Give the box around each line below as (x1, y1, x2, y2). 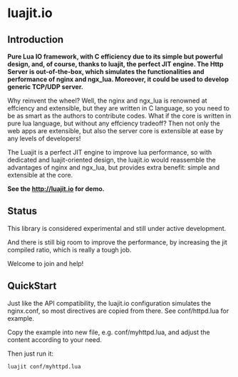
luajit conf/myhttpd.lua (7, 363, 81, 370)
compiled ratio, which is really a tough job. (7, 245, 132, 254)
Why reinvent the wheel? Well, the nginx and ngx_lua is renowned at (7, 96, 208, 105)
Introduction (7, 33, 64, 46)
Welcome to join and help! (7, 259, 84, 268)
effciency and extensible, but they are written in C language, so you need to (7, 104, 230, 112)
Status (7, 205, 38, 217)
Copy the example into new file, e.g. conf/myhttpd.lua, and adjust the (7, 328, 210, 336)
